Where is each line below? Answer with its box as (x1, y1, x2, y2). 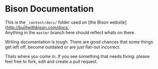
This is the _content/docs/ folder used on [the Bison (5, 19, 109, 25)
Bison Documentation (5, 3, 94, 14)
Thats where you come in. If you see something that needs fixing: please (5, 53, 150, 59)
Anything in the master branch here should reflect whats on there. (5, 29, 135, 35)
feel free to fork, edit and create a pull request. (5, 58, 98, 64)
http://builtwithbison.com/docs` (6, 24, 70, 30)
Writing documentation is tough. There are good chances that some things (5, 39, 153, 44)
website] (109, 19, 127, 25)
